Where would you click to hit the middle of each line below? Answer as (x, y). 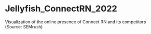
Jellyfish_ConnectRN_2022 (61, 9)
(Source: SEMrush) (24, 26)
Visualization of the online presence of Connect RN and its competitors (75, 22)
